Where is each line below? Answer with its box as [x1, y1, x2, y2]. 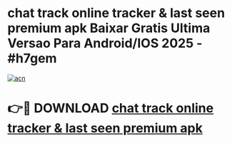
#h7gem [7, 51, 57, 67]
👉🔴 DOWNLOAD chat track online [7, 100, 214, 117]
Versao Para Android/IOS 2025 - [7, 36, 203, 51]
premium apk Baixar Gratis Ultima [7, 20, 211, 36]
